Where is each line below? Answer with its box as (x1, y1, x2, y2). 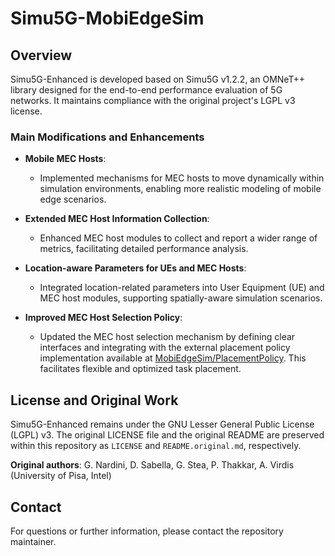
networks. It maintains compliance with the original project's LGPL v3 (10, 95, 296, 106)
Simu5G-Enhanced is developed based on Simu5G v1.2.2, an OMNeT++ (10, 73, 305, 85)
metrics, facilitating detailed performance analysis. (39, 243, 249, 255)
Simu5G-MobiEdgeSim (10, 7, 205, 30)
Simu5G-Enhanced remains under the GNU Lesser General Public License (10, 418, 315, 431)
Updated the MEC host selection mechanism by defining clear (39, 331, 296, 343)
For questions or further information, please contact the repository (10, 525, 284, 537)
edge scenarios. (39, 193, 107, 206)
